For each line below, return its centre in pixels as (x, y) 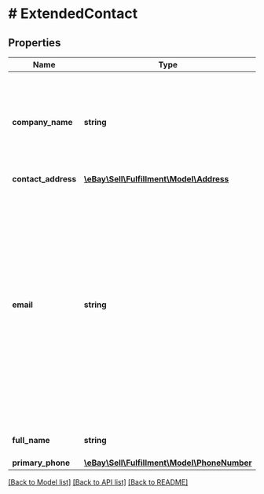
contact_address (44, 179)
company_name (42, 122)
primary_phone (41, 463)
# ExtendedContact (73, 14)
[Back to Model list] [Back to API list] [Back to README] (98, 482)
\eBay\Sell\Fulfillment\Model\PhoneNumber (168, 463)
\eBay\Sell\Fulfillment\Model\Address (156, 179)
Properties (35, 43)
